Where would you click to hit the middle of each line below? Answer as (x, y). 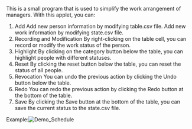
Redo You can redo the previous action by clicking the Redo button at (99, 89)
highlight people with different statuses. (63, 58)
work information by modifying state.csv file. (69, 33)
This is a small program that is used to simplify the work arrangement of (94, 9)
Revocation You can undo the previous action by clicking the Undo (96, 77)
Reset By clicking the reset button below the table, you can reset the (98, 64)
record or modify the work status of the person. (73, 45)
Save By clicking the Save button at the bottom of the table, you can (97, 102)
